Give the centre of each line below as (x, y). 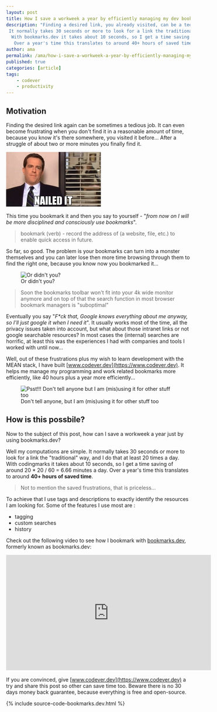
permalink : (19, 56)
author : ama (20, 50)
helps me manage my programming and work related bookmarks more (91, 371)
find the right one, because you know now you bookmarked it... (82, 263)
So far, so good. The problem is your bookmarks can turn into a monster (93, 251)
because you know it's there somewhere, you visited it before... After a (91, 137)
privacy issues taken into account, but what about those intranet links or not (97, 329)
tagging (24, 516)
